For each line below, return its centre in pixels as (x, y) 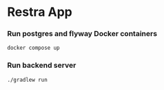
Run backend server (42, 65)
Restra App (40, 12)
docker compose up (33, 48)
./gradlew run (28, 80)
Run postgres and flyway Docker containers (82, 34)
